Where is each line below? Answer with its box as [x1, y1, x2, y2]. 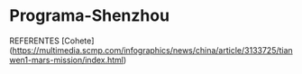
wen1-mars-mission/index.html [9, 54, 124, 65]
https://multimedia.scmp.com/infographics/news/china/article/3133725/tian [12, 44, 293, 55]
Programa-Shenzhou [9, 5, 169, 26]
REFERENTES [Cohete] [9, 35, 95, 46]
